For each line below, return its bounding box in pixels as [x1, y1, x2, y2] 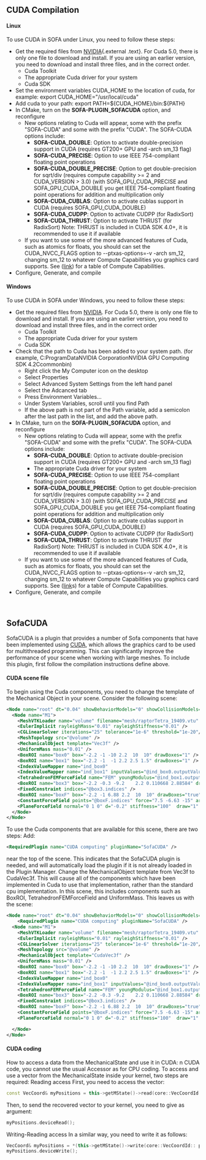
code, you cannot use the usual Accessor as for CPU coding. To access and [6, 1065, 199, 1072]
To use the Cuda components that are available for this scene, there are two [6, 825, 198, 833]
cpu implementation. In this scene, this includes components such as [6, 888, 181, 895]
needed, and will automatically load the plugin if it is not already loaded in [6, 862, 192, 869]
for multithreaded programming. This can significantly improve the [6, 647, 174, 654]
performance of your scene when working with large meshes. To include [6, 654, 190, 661]
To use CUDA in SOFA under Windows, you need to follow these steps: [6, 297, 185, 304]
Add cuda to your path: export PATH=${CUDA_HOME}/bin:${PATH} [15, 99, 186, 107]
